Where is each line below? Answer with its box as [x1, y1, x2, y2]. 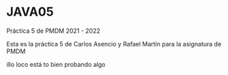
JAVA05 [6, 4, 54, 20]
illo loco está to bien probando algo [6, 60, 106, 68]
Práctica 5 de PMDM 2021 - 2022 [6, 27, 100, 35]
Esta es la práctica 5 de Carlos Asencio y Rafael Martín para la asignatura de [6, 40, 222, 48]
